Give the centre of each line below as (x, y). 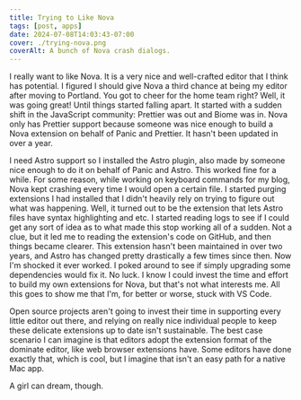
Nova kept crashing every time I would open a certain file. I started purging (148, 189)
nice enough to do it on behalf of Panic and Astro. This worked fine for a (143, 170)
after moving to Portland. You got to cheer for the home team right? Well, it (147, 96)
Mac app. (27, 369)
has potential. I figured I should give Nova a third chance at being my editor (148, 86)
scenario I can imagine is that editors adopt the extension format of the (141, 340)
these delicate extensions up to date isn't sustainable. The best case (136, 330)
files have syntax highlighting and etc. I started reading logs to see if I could (149, 218)
